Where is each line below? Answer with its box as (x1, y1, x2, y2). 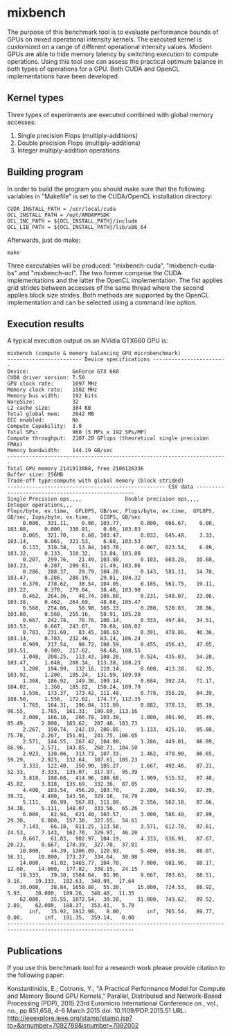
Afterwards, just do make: (7, 236, 81, 244)
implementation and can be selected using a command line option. (7, 298, 197, 307)
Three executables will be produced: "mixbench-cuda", (7, 261, 165, 270)
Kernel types (7, 92, 64, 104)
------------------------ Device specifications (7, 356, 150, 363)
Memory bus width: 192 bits (7, 392, 98, 399)
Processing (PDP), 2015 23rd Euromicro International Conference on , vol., (7, 999, 220, 1008)
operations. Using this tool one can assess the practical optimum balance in (7, 57, 224, 65)
